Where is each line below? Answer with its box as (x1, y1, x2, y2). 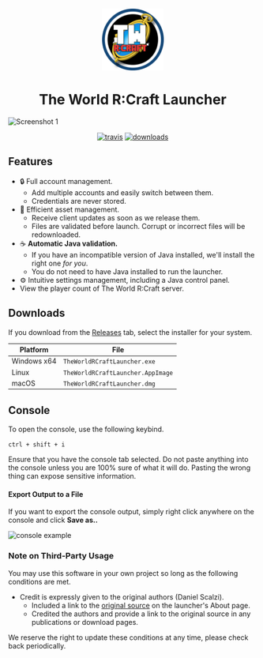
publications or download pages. (31, 617, 138, 626)
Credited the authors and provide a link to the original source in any (31, 609, 251, 619)
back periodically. (8, 641, 66, 650)
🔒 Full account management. (19, 176, 113, 186)
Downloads (8, 306, 66, 320)
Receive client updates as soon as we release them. (31, 212, 201, 222)
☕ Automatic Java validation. (19, 239, 118, 248)
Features (8, 155, 53, 168)
